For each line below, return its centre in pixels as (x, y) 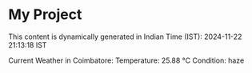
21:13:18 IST (28, 44)
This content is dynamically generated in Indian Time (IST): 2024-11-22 (125, 36)
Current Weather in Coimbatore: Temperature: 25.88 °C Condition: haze (126, 60)
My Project (45, 15)
